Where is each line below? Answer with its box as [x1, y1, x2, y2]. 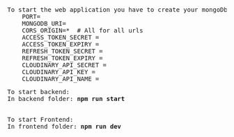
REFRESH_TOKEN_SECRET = [22, 48, 103, 55]
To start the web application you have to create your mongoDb [7, 6, 228, 13]
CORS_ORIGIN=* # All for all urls [22, 27, 143, 34]
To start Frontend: [7, 116, 74, 123]
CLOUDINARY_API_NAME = [22, 75, 100, 82]
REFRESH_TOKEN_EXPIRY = [22, 55, 103, 62]
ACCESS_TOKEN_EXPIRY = [22, 41, 100, 48]
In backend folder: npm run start [7, 95, 125, 102]
